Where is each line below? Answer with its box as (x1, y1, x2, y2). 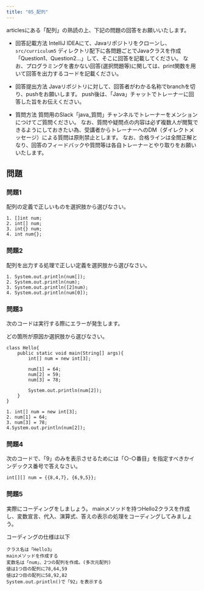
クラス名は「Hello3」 (6, 546, 55, 553)
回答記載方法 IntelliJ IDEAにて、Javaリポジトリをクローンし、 (15, 39, 171, 46)
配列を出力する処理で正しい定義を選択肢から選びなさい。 (6, 261, 150, 268)
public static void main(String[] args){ (17, 350, 124, 356)
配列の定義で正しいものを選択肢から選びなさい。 (6, 203, 129, 211)
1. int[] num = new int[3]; (6, 408, 78, 414)
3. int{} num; (6, 226, 43, 232)
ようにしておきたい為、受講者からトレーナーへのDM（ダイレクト (26, 126, 189, 133)
